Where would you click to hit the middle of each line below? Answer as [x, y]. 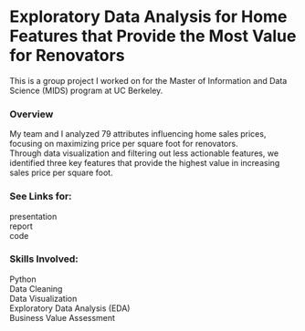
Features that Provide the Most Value [153, 36]
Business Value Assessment [63, 317]
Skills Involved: [44, 259]
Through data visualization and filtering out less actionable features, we [144, 153]
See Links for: [41, 196]
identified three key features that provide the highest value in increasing [145, 163]
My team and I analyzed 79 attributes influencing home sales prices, [138, 134]
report [21, 226]
